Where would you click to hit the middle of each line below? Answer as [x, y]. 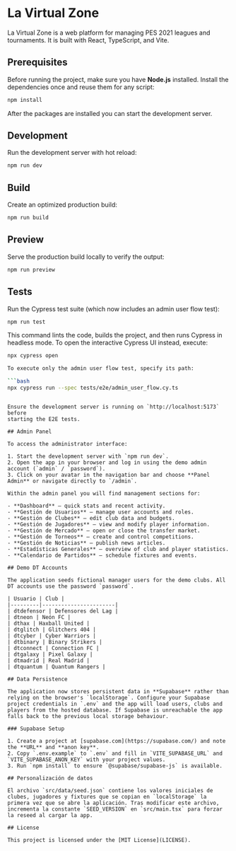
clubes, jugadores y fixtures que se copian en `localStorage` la [107, 797]
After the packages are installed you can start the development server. [110, 113]
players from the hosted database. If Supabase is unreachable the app [115, 710]
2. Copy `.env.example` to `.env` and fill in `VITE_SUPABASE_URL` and [115, 753]
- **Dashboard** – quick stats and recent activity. [87, 506]
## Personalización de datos [50, 778]
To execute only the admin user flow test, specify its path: [101, 369]
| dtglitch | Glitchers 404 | [52, 630]
